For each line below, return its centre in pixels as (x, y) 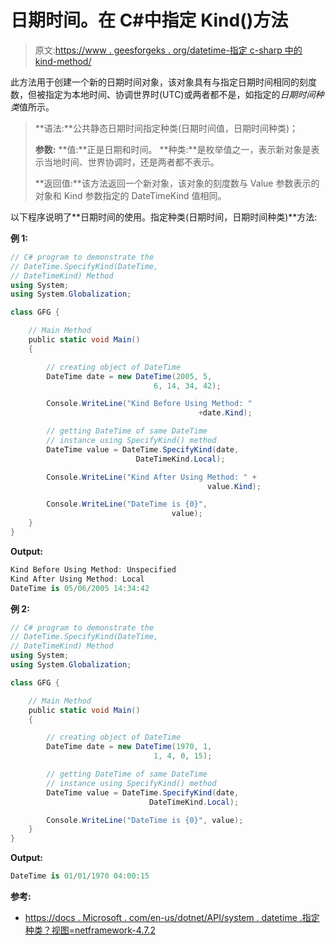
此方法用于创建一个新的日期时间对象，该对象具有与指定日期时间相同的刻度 (163, 82)
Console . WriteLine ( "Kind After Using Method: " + (151, 477)
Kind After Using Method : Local (77, 579)
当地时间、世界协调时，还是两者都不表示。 (131, 162)
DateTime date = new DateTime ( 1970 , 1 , (129, 747)
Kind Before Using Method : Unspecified (93, 569)
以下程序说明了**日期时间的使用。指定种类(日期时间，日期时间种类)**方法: (164, 217)
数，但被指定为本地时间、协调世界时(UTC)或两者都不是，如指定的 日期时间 (163, 94)
